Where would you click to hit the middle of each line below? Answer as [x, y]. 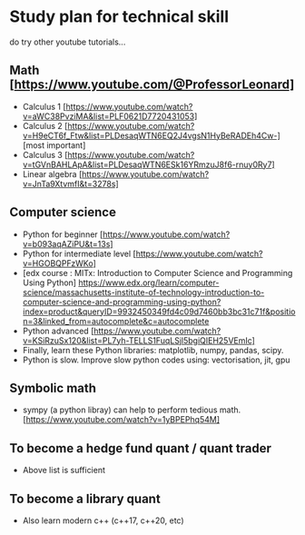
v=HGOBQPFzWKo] [59, 263]
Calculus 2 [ [45, 125]
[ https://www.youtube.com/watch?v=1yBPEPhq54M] [121, 420]
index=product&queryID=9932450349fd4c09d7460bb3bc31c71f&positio [159, 312]
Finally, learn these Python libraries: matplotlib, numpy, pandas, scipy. [153, 350]
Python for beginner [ [63, 234]
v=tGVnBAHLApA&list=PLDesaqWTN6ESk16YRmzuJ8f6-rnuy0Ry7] [148, 164]
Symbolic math [53, 388]
